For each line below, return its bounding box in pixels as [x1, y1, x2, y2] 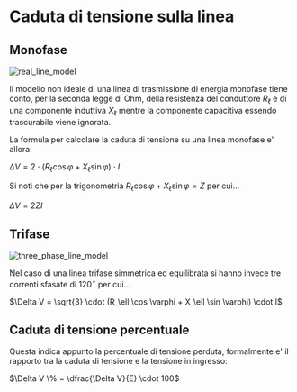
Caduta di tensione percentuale [9, 323, 190, 338]
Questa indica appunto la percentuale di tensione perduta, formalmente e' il [9, 346, 290, 357]
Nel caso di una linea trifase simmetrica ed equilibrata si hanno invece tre [9, 268, 282, 278]
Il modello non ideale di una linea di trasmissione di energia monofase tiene [9, 84, 288, 94]
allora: [9, 143, 33, 154]
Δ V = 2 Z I [9, 200, 43, 211]
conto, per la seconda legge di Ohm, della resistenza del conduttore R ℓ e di [9, 93, 287, 105]
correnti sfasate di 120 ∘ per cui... [9, 278, 131, 289]
